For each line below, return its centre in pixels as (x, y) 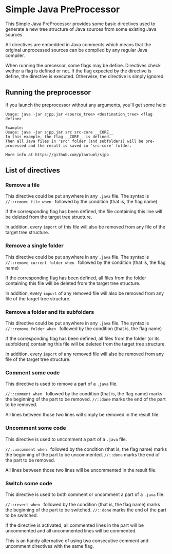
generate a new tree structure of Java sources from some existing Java (81, 29)
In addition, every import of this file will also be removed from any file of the (85, 227)
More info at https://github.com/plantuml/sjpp (57, 155)
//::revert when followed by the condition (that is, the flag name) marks (83, 504)
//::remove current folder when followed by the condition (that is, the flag (85, 262)
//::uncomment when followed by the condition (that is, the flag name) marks (86, 449)
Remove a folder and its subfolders (50, 312)
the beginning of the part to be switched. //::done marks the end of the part (86, 510)
